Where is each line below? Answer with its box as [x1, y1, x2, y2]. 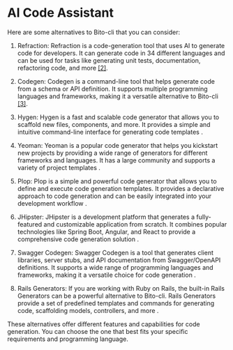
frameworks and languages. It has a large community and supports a [17, 155, 216, 165]
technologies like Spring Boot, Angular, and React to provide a [17, 227, 196, 236]
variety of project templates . [17, 163, 101, 172]
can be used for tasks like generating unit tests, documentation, [17, 56, 201, 64]
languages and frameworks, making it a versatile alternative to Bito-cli [17, 92, 218, 100]
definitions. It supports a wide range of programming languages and [17, 263, 214, 271]
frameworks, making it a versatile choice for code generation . [17, 271, 197, 279]
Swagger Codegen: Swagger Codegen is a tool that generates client [17, 248, 214, 257]
